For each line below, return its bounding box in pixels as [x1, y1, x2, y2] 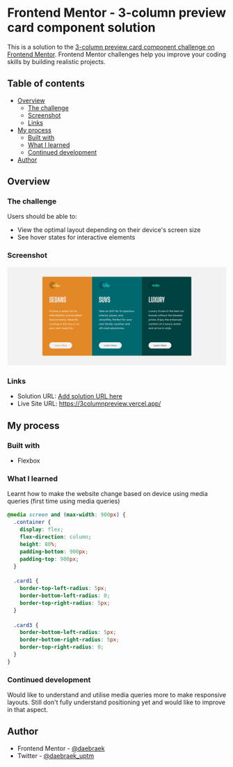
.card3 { [13, 621, 39, 628]
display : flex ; [19, 526, 64, 534]
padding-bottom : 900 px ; [19, 548, 89, 555]
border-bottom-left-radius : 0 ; [19, 592, 111, 600]
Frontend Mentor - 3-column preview [7, 5, 227, 21]
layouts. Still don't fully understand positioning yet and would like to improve [7, 698, 226, 706]
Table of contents [7, 78, 85, 90]
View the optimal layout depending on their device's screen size [17, 226, 201, 234]
